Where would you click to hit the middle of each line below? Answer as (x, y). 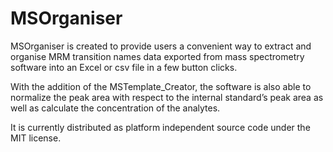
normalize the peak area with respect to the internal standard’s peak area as (167, 97)
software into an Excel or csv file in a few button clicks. (124, 67)
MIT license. (36, 138)
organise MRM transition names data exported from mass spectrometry (157, 56)
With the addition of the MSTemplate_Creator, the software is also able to (161, 86)
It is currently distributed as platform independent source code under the (160, 127)
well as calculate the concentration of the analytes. (115, 108)
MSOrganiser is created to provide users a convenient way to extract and (161, 46)
